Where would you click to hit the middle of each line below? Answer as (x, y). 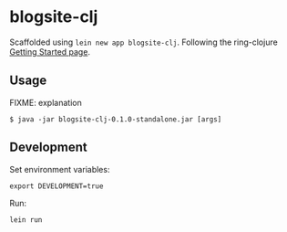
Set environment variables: (60, 169)
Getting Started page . (50, 51)
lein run (26, 220)
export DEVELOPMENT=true (56, 186)
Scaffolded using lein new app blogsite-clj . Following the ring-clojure (143, 42)
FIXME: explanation (46, 102)
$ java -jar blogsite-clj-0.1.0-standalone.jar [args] (116, 119)
